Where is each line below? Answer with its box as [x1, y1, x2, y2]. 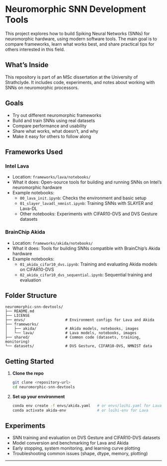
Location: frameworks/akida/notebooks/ [12, 240, 93, 246]
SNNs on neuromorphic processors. [5, 85, 79, 91]
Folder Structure [5, 291, 57, 299]
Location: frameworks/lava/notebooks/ [12, 174, 91, 180]
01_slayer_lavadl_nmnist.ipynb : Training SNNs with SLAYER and [19, 200, 153, 206]
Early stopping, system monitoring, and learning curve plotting [12, 445, 141, 451]
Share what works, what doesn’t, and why [12, 128, 98, 134]
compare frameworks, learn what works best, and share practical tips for [5, 41, 155, 47]
